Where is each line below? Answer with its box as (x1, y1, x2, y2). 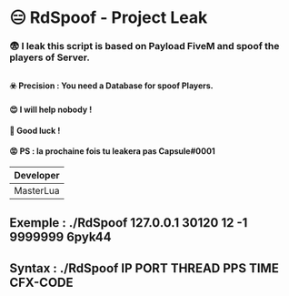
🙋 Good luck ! (9, 125, 61, 136)
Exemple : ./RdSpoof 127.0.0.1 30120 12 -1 (9, 215, 248, 230)
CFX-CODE (9, 274, 74, 290)
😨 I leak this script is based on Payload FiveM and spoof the (9, 40, 280, 53)
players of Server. (9, 51, 91, 64)
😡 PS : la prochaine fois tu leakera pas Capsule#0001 (9, 146, 215, 157)
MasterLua (14, 184, 61, 197)
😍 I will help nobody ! (9, 104, 93, 116)
